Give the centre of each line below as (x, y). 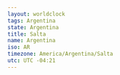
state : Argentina (33, 27)
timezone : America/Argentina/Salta (60, 54)
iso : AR (19, 47)
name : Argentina (31, 41)
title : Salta (27, 34)
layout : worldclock (36, 14)
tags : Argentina (31, 21)
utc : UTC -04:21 (31, 61)
